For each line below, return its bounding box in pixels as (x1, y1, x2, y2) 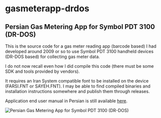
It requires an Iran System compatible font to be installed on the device (5, 78, 149, 84)
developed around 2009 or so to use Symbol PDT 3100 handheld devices (5, 49, 154, 54)
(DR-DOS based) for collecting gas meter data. (5, 54, 100, 59)
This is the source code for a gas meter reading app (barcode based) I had (5, 43, 157, 49)
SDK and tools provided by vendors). (5, 68, 80, 74)
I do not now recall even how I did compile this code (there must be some (5, 63, 154, 69)
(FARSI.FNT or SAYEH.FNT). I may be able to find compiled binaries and (5, 83, 151, 89)
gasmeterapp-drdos (5, 3, 90, 14)
